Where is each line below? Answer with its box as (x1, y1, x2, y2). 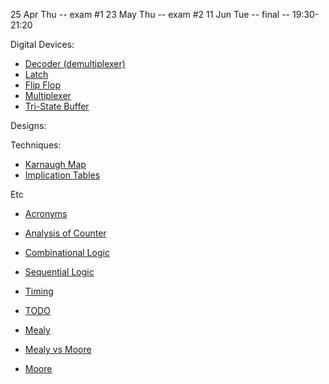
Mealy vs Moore (24, 344, 92, 355)
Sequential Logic (24, 266, 95, 278)
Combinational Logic (24, 247, 110, 258)
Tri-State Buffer (24, 100, 90, 112)
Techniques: (10, 139, 62, 151)
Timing (24, 285, 54, 297)
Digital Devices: (10, 39, 75, 50)
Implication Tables (24, 169, 101, 181)
